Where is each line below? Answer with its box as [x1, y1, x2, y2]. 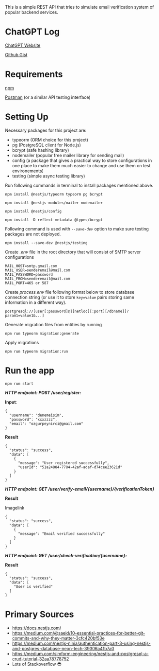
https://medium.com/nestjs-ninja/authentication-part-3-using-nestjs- [12, 640, 151, 646]
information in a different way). [5, 299, 67, 305]
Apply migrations [5, 339, 39, 345]
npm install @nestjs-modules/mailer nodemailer [5, 200, 103, 205]
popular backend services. [5, 9, 59, 15]
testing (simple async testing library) [12, 173, 85, 179]
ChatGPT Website [5, 42, 41, 48]
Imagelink [5, 505, 25, 511]
